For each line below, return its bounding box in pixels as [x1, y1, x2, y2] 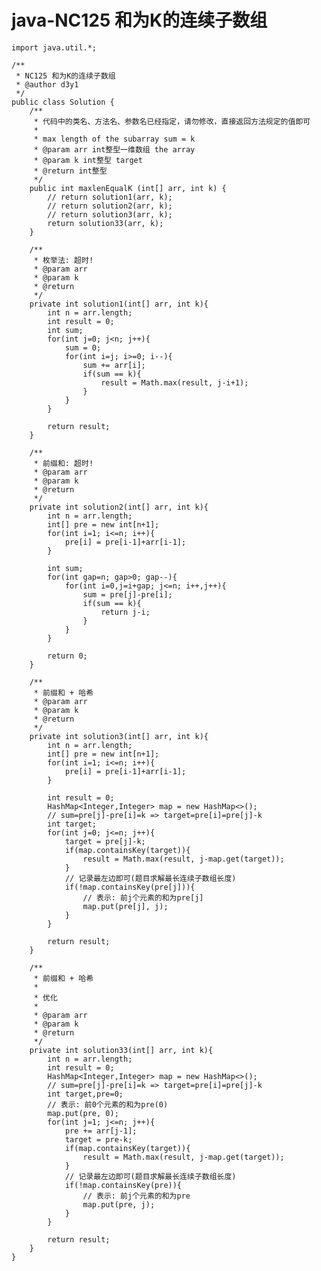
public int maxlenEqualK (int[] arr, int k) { [29, 183, 227, 193]
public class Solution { [11, 97, 115, 107]
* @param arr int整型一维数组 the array [33, 144, 196, 155]
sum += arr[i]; [82, 360, 146, 370]
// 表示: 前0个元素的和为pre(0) [47, 1099, 169, 1110]
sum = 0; [64, 342, 102, 353]
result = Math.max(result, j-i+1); [100, 377, 249, 388]
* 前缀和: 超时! [33, 458, 94, 468]
